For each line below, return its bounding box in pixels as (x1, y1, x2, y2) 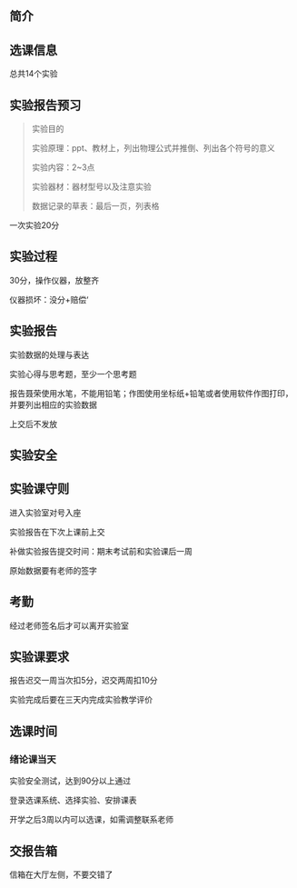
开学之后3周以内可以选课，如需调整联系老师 (9, 814, 174, 825)
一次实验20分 (9, 220, 60, 231)
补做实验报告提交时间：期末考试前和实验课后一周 (9, 545, 193, 556)
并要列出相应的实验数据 (9, 399, 97, 410)
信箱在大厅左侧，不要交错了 (9, 869, 114, 880)
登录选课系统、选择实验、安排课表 (9, 794, 137, 806)
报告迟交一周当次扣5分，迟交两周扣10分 (9, 675, 158, 686)
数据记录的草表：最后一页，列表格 (31, 201, 160, 212)
